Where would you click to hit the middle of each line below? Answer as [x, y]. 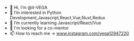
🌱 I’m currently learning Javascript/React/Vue [55, 23]
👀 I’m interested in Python [36, 13]
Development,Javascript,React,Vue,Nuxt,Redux [57, 18]
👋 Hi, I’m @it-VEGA [29, 7]
